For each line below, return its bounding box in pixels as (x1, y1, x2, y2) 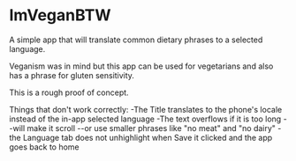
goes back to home (9, 142, 80, 152)
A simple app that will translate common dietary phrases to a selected (9, 34, 263, 45)
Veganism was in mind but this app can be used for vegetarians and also (9, 61, 274, 71)
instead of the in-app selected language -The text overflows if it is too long (9, 113, 282, 124)
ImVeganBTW (9, 5, 111, 26)
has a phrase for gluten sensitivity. (9, 70, 135, 80)
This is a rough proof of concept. (9, 87, 130, 98)
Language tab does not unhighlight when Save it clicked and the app (22, 132, 273, 143)
